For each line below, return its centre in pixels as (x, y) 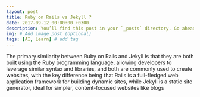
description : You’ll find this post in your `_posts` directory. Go (93, 28)
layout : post (22, 12)
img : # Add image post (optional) (49, 34)
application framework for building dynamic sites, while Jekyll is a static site (99, 82)
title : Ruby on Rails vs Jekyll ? (49, 17)
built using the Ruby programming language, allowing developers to (89, 62)
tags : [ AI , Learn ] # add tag (42, 39)
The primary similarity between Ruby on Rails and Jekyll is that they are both (100, 56)
